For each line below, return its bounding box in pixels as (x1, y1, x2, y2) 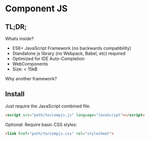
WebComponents (12, 61, 49, 67)
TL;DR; (5, 23, 27, 31)
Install (5, 90, 25, 99)
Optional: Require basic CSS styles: (5, 121, 78, 127)
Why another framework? (5, 76, 57, 81)
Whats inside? (5, 35, 34, 41)
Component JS (5, 3, 68, 14)
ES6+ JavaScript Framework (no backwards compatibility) (12, 45, 132, 51)
